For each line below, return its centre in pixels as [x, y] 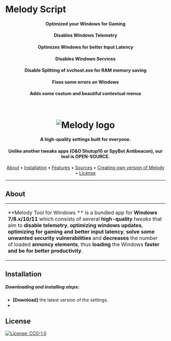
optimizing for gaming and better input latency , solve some [81, 232]
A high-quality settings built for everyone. [85, 139]
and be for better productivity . [45, 251]
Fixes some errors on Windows [85, 82]
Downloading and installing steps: [42, 287]
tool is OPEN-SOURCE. [85, 156]
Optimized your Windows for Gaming [85, 23]
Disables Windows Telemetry [85, 35]
